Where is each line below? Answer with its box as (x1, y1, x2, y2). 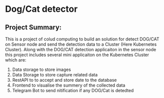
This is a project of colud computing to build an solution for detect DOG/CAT (5, 36, 160, 42)
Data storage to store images (12, 66, 71, 72)
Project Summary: (5, 23, 62, 32)
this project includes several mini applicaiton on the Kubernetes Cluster (5, 52, 149, 58)
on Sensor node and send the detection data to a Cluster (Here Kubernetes (5, 41, 157, 47)
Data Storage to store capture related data (12, 72, 98, 77)
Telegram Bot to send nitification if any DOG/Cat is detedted (12, 88, 134, 93)
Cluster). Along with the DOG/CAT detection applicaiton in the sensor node (5, 47, 156, 52)
